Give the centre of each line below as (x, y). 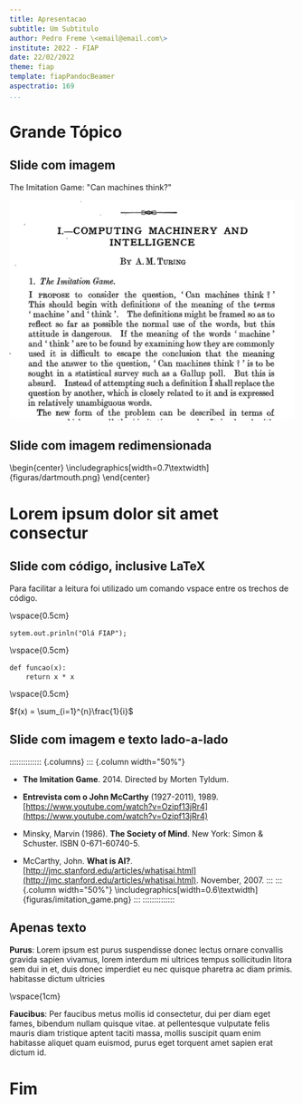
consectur (49, 533)
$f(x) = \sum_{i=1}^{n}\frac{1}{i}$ (71, 711)
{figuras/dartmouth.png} (55, 477)
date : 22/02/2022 (42, 58)
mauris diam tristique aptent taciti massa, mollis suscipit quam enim (135, 1032)
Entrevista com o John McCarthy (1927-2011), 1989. (120, 797)
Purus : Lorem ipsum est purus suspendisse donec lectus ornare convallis (146, 949)
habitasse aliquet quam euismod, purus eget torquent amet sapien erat (142, 1042)
